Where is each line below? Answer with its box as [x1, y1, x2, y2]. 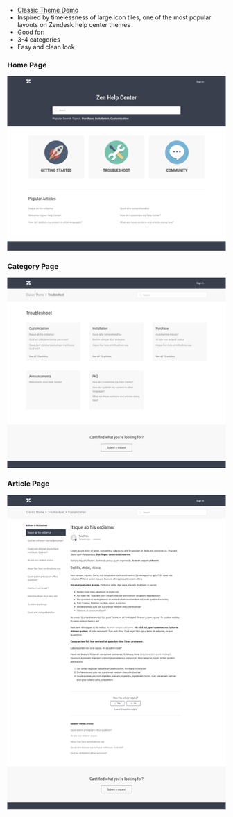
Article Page [7, 479, 50, 488]
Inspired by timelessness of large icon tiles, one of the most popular [17, 13, 212, 22]
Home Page [7, 60, 47, 69]
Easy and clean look [17, 43, 75, 51]
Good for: [17, 28, 45, 36]
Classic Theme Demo [17, 6, 79, 14]
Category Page [7, 261, 59, 271]
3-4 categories [17, 35, 60, 44]
